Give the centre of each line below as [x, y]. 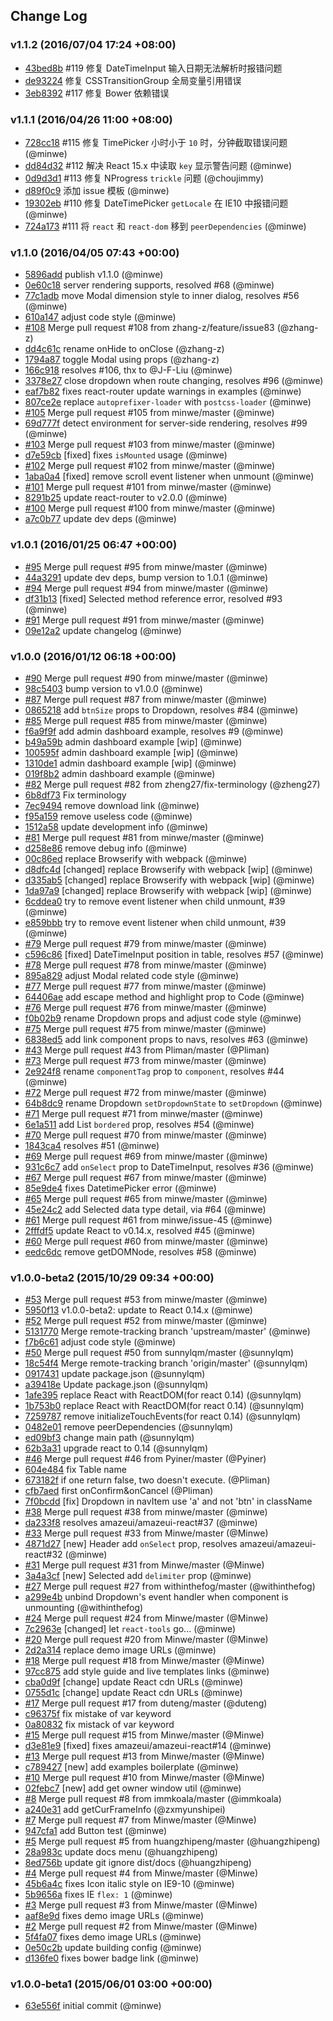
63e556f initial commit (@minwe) [93, 2006]
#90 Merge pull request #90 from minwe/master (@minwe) [146, 678]
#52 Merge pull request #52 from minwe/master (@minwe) [146, 1321]
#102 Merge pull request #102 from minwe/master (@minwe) [150, 466]
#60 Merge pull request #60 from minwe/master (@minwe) [146, 1241]
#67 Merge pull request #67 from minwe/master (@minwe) [146, 1177]
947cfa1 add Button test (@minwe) [96, 1831]
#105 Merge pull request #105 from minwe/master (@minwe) [149, 413]
